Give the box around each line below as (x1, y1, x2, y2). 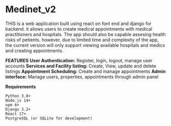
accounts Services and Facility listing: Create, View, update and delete (5, 63, 157, 69)
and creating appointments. (5, 47, 63, 54)
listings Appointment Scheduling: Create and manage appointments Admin (5, 68, 166, 74)
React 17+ (5, 111, 27, 116)
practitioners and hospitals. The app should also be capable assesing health (5, 31, 166, 37)
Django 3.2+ (5, 107, 31, 112)
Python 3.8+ (5, 93, 31, 98)
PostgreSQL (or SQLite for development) (5, 116, 93, 121)
